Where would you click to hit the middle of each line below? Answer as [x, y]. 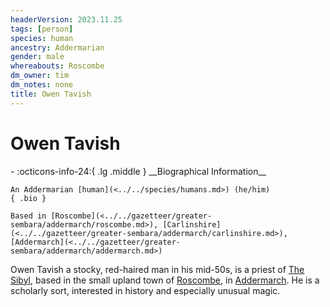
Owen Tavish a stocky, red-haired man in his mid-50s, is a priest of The [157, 269]
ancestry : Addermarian [57, 47]
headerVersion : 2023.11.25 [66, 19]
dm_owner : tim [40, 76]
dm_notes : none [42, 85]
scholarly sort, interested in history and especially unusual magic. [145, 290]
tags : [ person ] [42, 29]
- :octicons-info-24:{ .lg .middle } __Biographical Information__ [138, 171]
